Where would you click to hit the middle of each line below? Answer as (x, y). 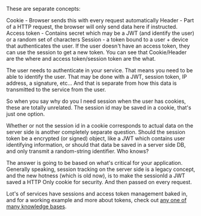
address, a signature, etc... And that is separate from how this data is (91, 83)
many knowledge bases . (36, 206)
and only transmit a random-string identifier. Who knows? (78, 151)
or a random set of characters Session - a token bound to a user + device (97, 39)
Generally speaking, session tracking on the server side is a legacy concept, (101, 169)
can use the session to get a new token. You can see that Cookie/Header (97, 52)
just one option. (26, 114)
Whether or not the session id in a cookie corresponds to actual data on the (100, 125)
